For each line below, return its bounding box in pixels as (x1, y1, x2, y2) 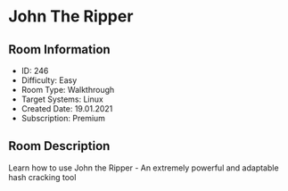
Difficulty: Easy (21, 75, 78, 86)
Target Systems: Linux (21, 94, 103, 104)
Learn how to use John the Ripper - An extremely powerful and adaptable (8, 162, 279, 173)
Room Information (8, 42, 111, 57)
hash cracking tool (8, 171, 77, 182)
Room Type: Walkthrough (21, 85, 115, 95)
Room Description (8, 138, 111, 154)
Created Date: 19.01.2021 (21, 104, 113, 113)
